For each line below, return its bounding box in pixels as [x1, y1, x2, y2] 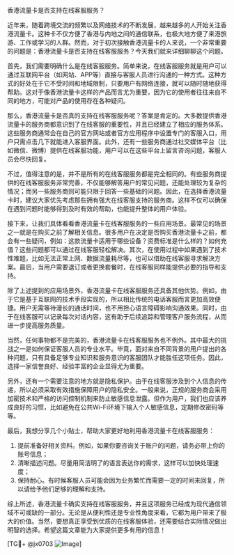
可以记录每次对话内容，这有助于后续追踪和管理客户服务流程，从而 [37, 313, 227, 320]
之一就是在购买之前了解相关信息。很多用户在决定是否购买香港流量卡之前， [7, 228, 221, 236]
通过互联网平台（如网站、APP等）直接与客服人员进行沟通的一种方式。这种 [7, 70, 221, 79]
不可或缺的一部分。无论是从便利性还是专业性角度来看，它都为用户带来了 [13, 508, 221, 517]
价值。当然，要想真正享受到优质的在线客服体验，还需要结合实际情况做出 [19, 517, 227, 525]
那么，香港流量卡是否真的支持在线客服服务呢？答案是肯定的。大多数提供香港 [7, 111, 227, 120]
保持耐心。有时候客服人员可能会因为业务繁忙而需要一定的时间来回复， [17, 476, 219, 484]
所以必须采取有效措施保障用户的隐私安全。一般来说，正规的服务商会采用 [19, 386, 227, 393]
